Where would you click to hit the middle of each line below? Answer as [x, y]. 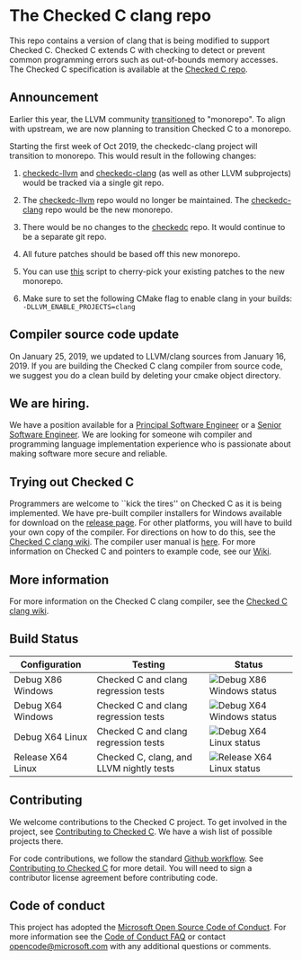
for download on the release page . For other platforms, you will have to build [151, 523]
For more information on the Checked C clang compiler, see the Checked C [148, 601]
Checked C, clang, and [145, 757]
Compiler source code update [94, 335]
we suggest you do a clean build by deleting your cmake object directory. [145, 375]
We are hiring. [49, 403]
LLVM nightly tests [136, 768]
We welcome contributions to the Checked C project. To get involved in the [148, 822]
